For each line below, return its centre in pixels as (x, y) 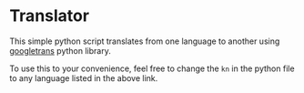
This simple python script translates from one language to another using (145, 41)
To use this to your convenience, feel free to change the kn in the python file (152, 68)
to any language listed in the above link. (84, 77)
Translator (49, 16)
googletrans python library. (60, 50)
